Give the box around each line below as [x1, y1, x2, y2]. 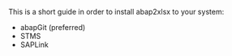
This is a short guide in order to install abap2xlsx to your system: [8, 7, 225, 16]
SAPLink [19, 40, 49, 50]
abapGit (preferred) [19, 23, 86, 32]
